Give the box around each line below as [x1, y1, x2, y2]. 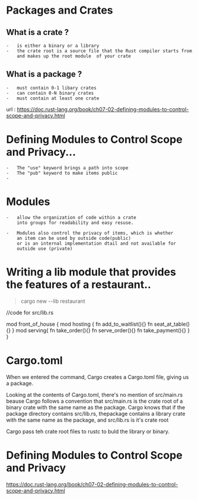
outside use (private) [17, 245, 73, 252]
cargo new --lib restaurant [20, 297, 85, 305]
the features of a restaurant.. [6, 278, 151, 291]
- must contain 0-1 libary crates [6, 85, 97, 91]
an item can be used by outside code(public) [17, 235, 132, 241]
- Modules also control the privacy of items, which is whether [6, 230, 174, 236]
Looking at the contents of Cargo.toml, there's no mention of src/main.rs [6, 391, 183, 398]
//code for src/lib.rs [6, 309, 54, 316]
